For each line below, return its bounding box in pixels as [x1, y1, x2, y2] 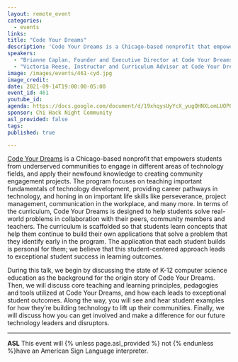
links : [7, 30, 27, 38]
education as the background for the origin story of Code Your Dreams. [7, 273, 216, 282]
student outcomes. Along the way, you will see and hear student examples [7, 296, 225, 305]
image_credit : [7, 76, 50, 84]
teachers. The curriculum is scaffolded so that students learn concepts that [7, 222, 228, 231]
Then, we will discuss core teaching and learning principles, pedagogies [7, 281, 218, 290]
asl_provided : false [7, 115, 69, 123]
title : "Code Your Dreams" [7, 37, 87, 44]
